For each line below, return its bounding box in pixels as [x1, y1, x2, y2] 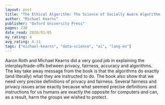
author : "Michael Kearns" [5, 16, 58, 21]
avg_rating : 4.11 [5, 39, 41, 44]
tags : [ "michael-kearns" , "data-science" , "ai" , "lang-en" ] [5, 44, 132, 49]
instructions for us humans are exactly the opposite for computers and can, [5, 89, 159, 95]
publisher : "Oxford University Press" [5, 21, 85, 26]
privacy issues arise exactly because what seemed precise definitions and [5, 83, 157, 89]
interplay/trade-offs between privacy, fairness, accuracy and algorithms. [5, 63, 153, 69]
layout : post [5, 7, 32, 12]
